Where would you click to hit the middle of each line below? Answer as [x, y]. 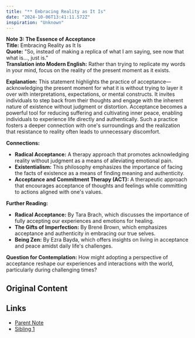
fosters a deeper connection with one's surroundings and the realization [93, 126]
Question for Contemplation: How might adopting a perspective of [87, 257]
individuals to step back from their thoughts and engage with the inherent [95, 101]
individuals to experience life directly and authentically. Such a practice [92, 119]
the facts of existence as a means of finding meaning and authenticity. [99, 173]
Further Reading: [27, 203]
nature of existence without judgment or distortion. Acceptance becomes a [97, 107]
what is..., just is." [27, 58]
